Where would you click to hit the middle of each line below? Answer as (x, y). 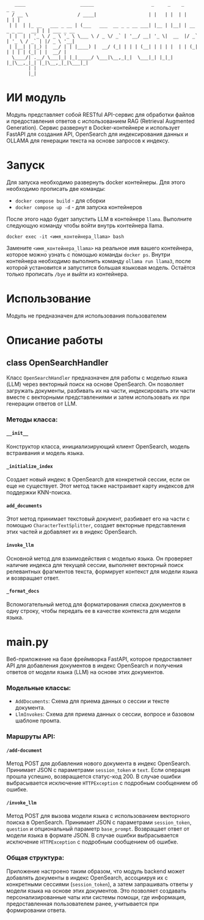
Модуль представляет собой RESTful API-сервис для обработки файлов (100, 114)
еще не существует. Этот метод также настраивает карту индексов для (100, 486)
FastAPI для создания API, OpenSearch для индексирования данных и (97, 134)
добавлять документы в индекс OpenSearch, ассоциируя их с (87, 877)
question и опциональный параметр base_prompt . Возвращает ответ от (98, 829)
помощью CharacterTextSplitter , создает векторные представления (96, 525)
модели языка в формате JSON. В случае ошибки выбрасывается (93, 836)
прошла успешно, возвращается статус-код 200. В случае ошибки (94, 777)
